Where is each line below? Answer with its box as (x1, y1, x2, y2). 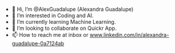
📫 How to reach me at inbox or (11, 32, 89, 38)
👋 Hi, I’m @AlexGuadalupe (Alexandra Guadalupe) (11, 6, 134, 13)
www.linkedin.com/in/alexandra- (90, 32, 169, 38)
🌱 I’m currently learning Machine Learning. (11, 18, 116, 25)
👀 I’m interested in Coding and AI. (11, 12, 94, 19)
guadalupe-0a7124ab (11, 40, 64, 47)
